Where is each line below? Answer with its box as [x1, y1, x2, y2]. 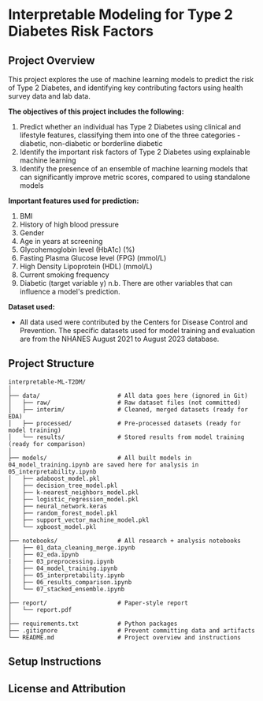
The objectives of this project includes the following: [8, 107, 184, 116]
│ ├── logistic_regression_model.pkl [8, 495, 139, 503]
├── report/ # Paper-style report [8, 598, 189, 607]
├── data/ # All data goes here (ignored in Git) [8, 392, 248, 399]
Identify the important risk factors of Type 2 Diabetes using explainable [19, 148, 250, 156]
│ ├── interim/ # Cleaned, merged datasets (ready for [8, 405, 248, 414]
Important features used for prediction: [8, 196, 139, 205]
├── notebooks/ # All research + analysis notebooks [8, 537, 242, 545]
